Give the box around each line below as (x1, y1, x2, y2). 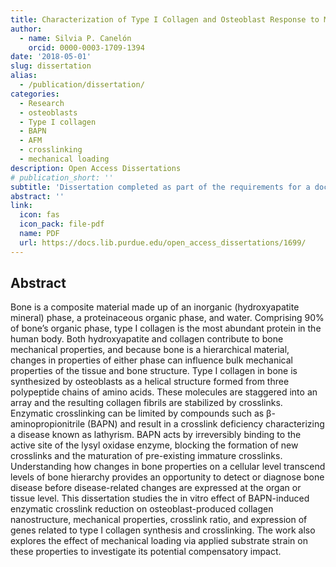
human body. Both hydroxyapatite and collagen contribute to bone (10, 333, 284, 345)
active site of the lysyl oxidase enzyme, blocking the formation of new (10, 439, 299, 451)
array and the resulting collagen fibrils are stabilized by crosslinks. (10, 397, 283, 409)
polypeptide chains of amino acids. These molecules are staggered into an (10, 386, 318, 398)
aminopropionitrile (10, 418, 86, 430)
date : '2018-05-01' (10, 52, 92, 62)
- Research (19, 98, 65, 108)
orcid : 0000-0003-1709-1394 (28, 42, 145, 53)
